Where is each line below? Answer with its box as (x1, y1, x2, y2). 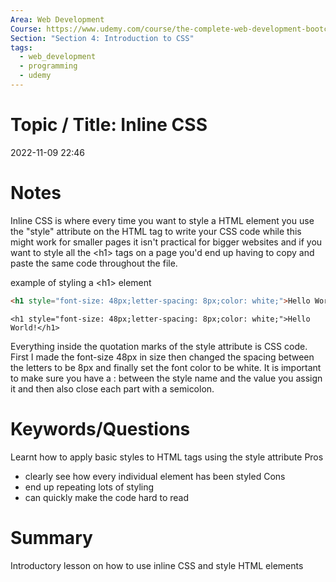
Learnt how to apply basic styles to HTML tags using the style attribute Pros (10, 451, 324, 463)
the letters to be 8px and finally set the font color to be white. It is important (10, 361, 322, 373)
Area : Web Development (10, 14, 105, 25)
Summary (10, 526, 93, 549)
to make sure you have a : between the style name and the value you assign (10, 372, 323, 384)
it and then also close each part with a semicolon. (10, 382, 215, 395)
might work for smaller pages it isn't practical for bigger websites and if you (10, 236, 323, 248)
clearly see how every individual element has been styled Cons (24, 470, 286, 482)
